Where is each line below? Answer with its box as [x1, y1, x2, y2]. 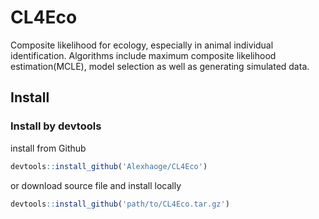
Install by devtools [10, 119, 102, 133]
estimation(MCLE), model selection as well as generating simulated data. [10, 60, 310, 72]
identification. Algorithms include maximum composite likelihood [10, 49, 277, 61]
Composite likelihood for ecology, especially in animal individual [10, 39, 274, 51]
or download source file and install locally [10, 179, 182, 191]
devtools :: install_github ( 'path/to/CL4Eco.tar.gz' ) [10, 199, 230, 209]
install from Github [10, 142, 87, 154]
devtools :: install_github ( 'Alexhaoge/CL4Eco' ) [10, 161, 208, 171]
